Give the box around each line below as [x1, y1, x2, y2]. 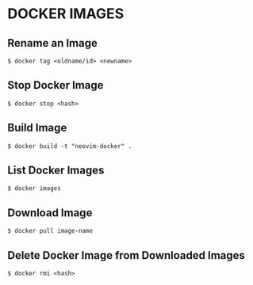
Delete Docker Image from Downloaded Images [7, 249, 245, 262]
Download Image [7, 206, 93, 219]
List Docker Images [7, 164, 105, 177]
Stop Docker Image [7, 78, 104, 92]
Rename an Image [7, 36, 98, 50]
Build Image [7, 121, 67, 135]
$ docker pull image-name [7, 227, 93, 235]
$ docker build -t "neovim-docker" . [7, 142, 132, 150]
